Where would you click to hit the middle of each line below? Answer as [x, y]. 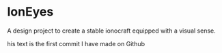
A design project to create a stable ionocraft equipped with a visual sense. [112, 31]
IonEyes [30, 12]
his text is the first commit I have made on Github [76, 43]
